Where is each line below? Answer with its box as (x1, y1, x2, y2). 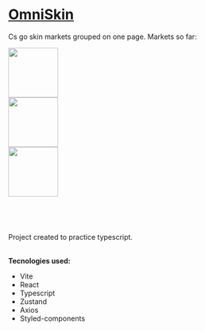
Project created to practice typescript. (8, 233, 133, 242)
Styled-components (19, 314, 86, 323)
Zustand (19, 297, 48, 306)
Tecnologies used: (8, 256, 72, 266)
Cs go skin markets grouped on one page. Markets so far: (8, 32, 197, 41)
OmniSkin (8, 6, 74, 24)
